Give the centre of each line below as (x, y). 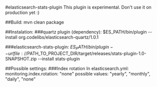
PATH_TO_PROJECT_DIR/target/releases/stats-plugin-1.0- (87, 53)
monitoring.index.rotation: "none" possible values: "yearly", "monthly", (78, 73)
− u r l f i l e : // (16, 53)
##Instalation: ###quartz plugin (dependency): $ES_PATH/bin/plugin (76, 32)
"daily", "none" (21, 79)
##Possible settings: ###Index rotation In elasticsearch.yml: (67, 68)
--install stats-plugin (59, 58)
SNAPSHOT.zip (21, 58)
